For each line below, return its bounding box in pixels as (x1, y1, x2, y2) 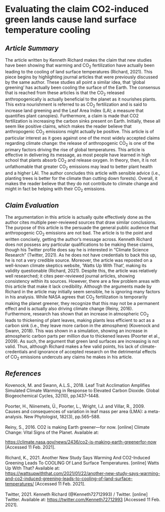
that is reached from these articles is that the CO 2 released (5, 90, 125, 97)
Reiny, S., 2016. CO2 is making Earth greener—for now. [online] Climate (5, 424, 150, 430)
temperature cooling (5, 25, 91, 35)
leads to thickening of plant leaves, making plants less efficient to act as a (5, 317, 155, 323)
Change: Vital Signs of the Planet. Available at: (5, 430, 99, 436)
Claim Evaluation (5, 201, 59, 209)
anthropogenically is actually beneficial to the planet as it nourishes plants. (5, 96, 157, 102)
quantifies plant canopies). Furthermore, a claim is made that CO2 (5, 113, 139, 119)
